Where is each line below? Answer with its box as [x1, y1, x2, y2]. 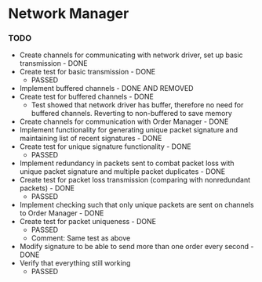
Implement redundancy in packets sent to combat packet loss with [19, 158, 235, 168]
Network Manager [8, 5, 129, 23]
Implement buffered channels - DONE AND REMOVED [19, 84, 194, 93]
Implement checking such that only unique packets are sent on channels [19, 201, 254, 210]
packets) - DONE [19, 183, 75, 193]
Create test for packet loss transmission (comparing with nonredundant [19, 175, 251, 185]
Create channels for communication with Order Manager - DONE [19, 117, 229, 126]
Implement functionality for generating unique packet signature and [19, 125, 238, 135]
